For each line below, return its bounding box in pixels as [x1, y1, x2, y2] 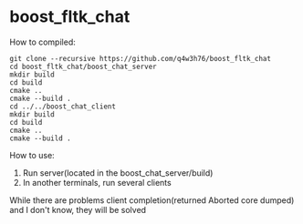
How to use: [9, 149, 55, 160]
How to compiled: [9, 36, 76, 47]
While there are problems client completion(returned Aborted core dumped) [9, 194, 295, 206]
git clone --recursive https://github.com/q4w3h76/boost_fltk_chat [9, 54, 272, 63]
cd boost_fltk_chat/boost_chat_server [9, 62, 157, 71]
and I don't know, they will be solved [9, 204, 147, 215]
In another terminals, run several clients [22, 177, 172, 188]
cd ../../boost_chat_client [9, 102, 117, 111]
